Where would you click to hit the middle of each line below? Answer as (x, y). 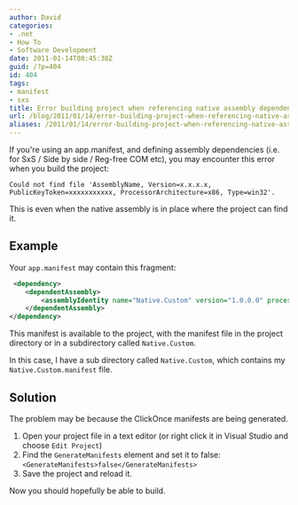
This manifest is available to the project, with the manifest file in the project (146, 334)
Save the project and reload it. (77, 474)
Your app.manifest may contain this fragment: (93, 268)
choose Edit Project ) (62, 445)
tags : (19, 83)
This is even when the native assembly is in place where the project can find (149, 209)
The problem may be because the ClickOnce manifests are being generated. (149, 419)
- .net (21, 34)
